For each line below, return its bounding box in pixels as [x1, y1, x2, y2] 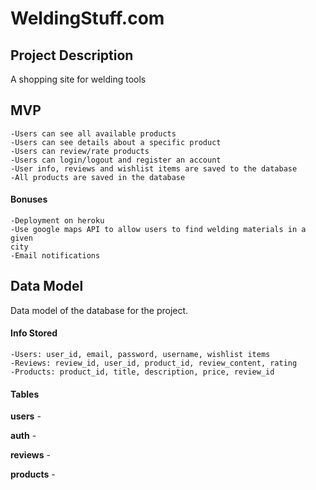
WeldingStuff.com [10, 7, 165, 30]
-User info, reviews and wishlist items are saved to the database [10, 163, 298, 174]
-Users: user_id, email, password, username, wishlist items [10, 350, 271, 360]
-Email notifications [10, 251, 101, 261]
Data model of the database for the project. [10, 304, 189, 316]
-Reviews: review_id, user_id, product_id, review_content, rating [10, 358, 298, 369]
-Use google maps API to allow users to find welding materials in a [10, 225, 307, 235]
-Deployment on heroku [10, 216, 105, 226]
